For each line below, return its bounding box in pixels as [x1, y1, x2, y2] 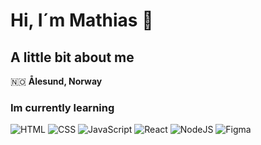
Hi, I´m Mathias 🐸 [10, 9, 154, 32]
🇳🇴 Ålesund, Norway [10, 75, 103, 87]
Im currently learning [10, 100, 115, 114]
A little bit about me [10, 49, 135, 66]
